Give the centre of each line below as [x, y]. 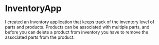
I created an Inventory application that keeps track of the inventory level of [80, 22]
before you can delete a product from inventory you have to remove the [77, 32]
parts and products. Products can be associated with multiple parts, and [77, 27]
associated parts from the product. [40, 37]
